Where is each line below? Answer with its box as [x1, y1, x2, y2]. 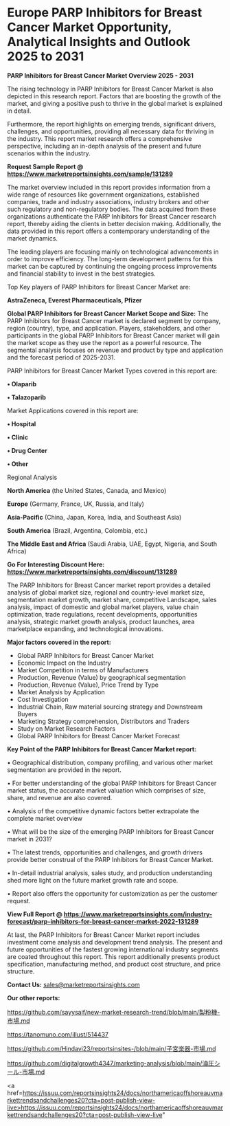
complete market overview [7, 814, 82, 822]
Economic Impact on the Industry [16, 659, 111, 667]
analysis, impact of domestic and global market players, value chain [7, 603, 199, 611]
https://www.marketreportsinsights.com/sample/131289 [7, 170, 173, 178]
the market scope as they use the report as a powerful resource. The [7, 338, 202, 346]
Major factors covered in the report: [7, 638, 111, 646]
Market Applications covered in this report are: [7, 406, 139, 415]
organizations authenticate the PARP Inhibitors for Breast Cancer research [7, 212, 216, 221]
